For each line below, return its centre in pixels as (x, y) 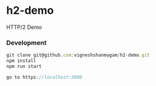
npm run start (24, 66)
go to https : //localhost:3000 (44, 77)
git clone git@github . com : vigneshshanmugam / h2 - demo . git (78, 55)
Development (27, 43)
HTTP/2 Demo (24, 27)
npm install (21, 61)
